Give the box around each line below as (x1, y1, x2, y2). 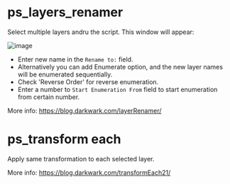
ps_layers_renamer (7, 4, 124, 21)
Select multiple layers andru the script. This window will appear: (7, 28, 195, 36)
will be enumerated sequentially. (17, 70, 113, 79)
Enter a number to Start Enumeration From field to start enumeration (17, 85, 218, 93)
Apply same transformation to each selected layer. (7, 154, 155, 163)
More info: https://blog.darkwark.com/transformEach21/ (7, 168, 171, 177)
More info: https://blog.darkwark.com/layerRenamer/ (7, 106, 162, 115)
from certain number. (17, 93, 80, 101)
